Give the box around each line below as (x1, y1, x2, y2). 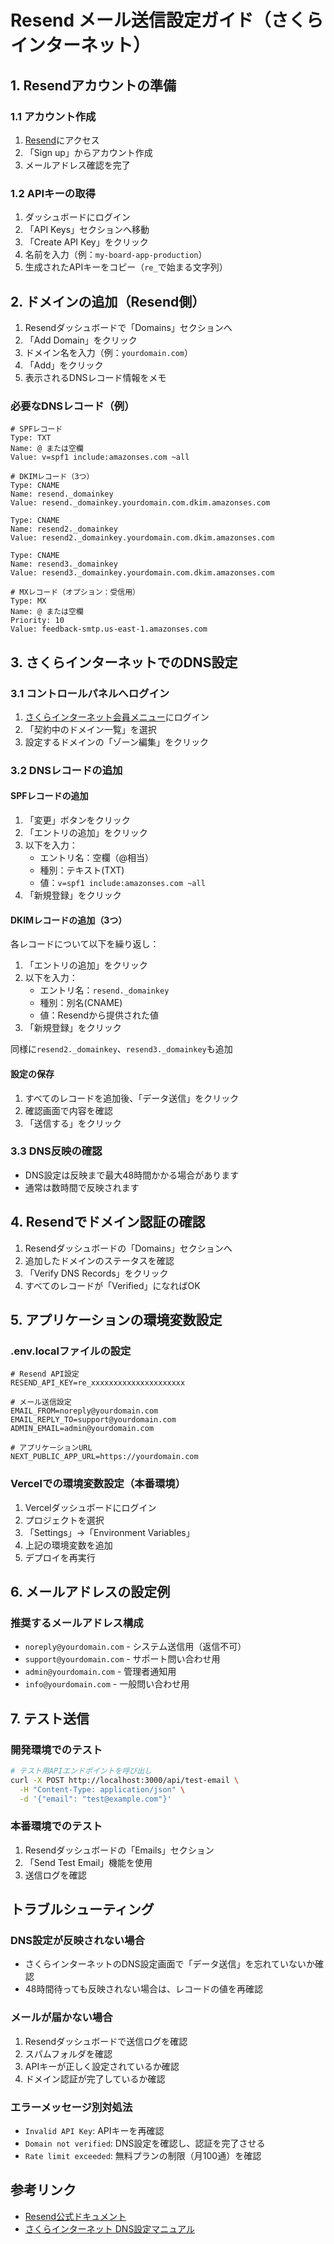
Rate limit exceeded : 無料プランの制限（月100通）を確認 (24, 2150, 262, 2162)
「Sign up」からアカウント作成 (24, 146, 153, 158)
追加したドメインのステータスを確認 (24, 1254, 175, 1266)
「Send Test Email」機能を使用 (24, 1856, 153, 1868)
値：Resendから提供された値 (39, 1009, 159, 1021)
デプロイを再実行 (24, 1551, 96, 1563)
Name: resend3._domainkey (10, 559, 118, 570)
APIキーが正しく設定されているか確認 (24, 2060, 180, 2072)
